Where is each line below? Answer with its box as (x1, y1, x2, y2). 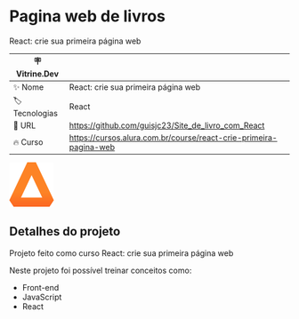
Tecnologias (12, 108, 58, 118)
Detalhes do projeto (9, 224, 121, 239)
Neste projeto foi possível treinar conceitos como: (9, 265, 192, 275)
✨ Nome (12, 82, 44, 92)
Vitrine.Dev (16, 68, 60, 79)
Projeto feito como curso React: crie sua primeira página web (9, 247, 234, 259)
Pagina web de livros (9, 6, 166, 27)
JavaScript (21, 291, 62, 302)
